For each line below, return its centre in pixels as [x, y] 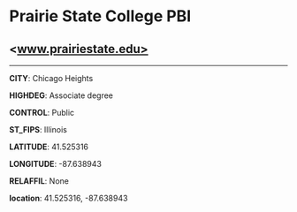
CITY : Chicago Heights [51, 78]
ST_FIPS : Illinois [38, 129]
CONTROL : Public [42, 113]
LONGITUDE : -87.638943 [55, 164]
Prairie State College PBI [100, 16]
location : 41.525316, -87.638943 [69, 198]
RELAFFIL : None [39, 181]
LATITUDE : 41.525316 [49, 147]
